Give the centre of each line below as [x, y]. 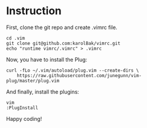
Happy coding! [24, 119]
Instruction [34, 11]
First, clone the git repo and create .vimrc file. [62, 27]
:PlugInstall [22, 108]
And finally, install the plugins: [43, 92]
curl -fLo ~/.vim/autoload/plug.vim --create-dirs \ [73, 70]
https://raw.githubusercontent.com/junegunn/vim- [79, 75]
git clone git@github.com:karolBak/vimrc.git [63, 43]
